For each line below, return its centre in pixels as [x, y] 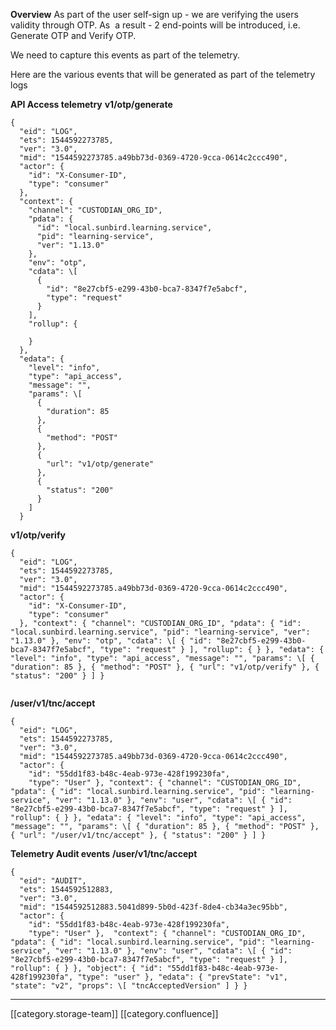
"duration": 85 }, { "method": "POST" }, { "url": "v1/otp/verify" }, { [165, 667]
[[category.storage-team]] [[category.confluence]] [114, 1013]
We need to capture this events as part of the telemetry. [125, 55]
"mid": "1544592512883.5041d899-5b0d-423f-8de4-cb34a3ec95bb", [153, 907]
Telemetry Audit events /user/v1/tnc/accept [104, 853]
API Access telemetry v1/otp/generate [91, 104]
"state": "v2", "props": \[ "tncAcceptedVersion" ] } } [129, 986]
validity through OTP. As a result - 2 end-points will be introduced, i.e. [155, 25]
